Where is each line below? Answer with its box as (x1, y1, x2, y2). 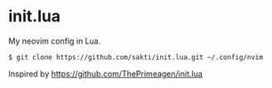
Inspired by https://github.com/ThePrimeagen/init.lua (8, 68, 204, 79)
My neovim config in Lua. (8, 36, 101, 46)
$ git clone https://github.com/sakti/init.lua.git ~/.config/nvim (8, 52, 264, 61)
